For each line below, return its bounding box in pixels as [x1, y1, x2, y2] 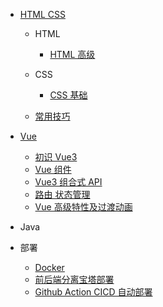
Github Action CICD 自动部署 [34, 286, 153, 298]
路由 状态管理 [34, 189, 91, 200]
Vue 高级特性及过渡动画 [34, 201, 133, 213]
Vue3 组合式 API [34, 176, 103, 188]
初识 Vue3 [34, 151, 78, 163]
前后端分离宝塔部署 [34, 274, 115, 285]
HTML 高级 [49, 49, 96, 60]
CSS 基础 [49, 89, 88, 101]
